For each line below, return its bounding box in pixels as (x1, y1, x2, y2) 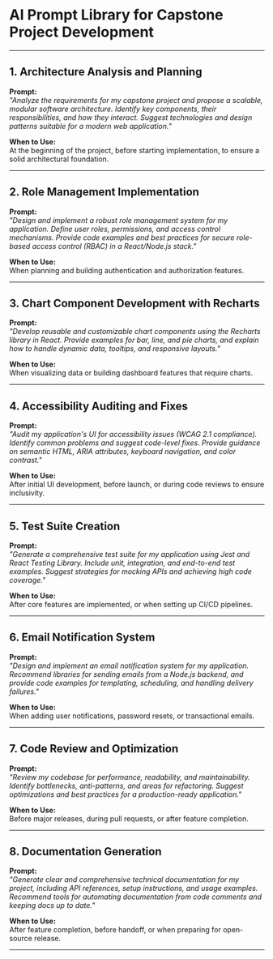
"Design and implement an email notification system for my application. (9, 661, 250, 670)
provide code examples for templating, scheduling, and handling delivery (9, 678, 254, 687)
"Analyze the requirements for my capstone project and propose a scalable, (9, 95, 263, 105)
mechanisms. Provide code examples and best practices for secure (9, 233, 235, 242)
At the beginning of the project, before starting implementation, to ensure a (9, 145, 260, 155)
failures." (9, 687, 40, 696)
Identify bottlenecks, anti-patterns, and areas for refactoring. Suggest (9, 781, 244, 790)
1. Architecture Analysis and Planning (9, 65, 203, 79)
